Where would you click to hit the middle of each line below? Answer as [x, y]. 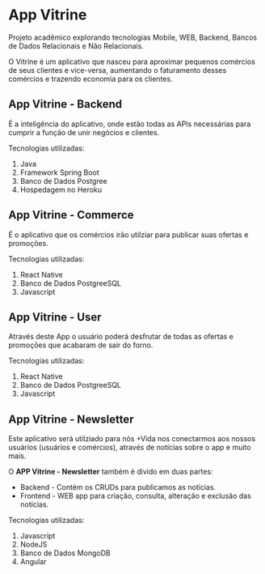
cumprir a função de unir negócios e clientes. [84, 132]
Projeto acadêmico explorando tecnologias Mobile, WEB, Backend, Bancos [132, 37]
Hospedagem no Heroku [61, 189]
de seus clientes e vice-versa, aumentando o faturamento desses [118, 70]
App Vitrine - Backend [65, 104]
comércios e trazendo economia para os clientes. [90, 79]
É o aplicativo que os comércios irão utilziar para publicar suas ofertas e [128, 234]
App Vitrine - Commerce [72, 215]
